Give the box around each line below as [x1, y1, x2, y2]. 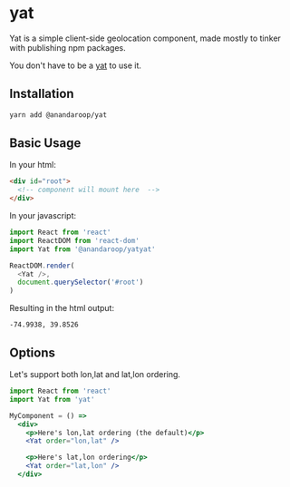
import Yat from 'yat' [9, 394, 95, 404]
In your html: [9, 160, 56, 170]
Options [9, 345, 56, 360]
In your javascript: [9, 210, 77, 221]
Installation [9, 86, 74, 102]
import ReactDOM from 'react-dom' [9, 236, 140, 245]
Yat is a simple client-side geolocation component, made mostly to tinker [9, 33, 281, 44]
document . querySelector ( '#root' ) [17, 278, 144, 287]
